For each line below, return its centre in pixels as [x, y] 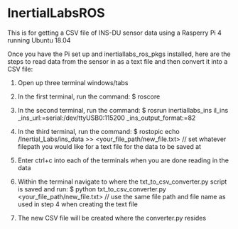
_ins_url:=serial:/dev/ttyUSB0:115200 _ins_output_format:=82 [107, 118]
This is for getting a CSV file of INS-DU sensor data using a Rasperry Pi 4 [114, 33]
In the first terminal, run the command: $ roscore [89, 96]
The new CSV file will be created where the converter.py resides [112, 218]
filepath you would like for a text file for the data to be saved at [109, 146]
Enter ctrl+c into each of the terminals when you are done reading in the [123, 160]
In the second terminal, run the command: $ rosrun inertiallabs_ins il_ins [123, 110]
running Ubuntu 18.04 [39, 40]
